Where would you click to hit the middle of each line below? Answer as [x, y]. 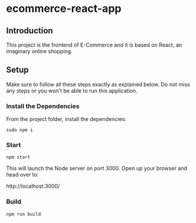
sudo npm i [20, 130]
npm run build [24, 214]
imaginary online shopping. [39, 51]
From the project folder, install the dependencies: [66, 119]
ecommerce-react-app [64, 9]
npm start [18, 157]
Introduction [30, 31]
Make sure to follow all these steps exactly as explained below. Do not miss [98, 84]
